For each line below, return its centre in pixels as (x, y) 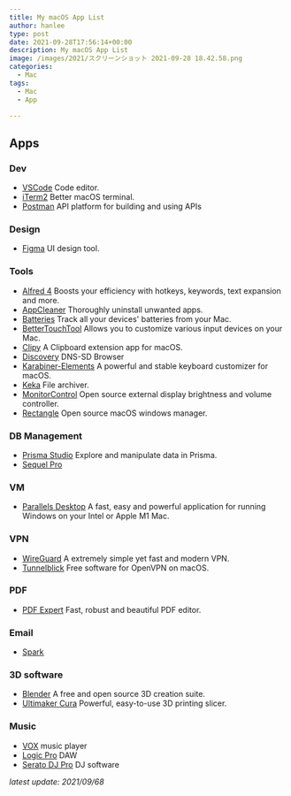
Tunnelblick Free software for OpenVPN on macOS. (115, 568)
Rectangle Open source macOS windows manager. (115, 413)
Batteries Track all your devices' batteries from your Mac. (126, 318)
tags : (19, 83)
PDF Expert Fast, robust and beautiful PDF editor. (111, 609)
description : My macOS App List (69, 50)
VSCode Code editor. (61, 188)
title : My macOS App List (57, 17)
